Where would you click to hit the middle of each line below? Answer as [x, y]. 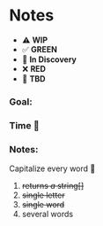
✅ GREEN [39, 49]
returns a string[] [53, 186]
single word [43, 205]
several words [47, 214]
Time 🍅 [24, 125]
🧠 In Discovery [49, 59]
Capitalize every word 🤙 [52, 168]
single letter [43, 195]
